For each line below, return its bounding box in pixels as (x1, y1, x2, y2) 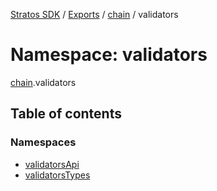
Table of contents (10, 105, 122, 123)
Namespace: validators (10, 44, 208, 66)
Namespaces (10, 135, 77, 149)
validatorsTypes (24, 169, 91, 181)
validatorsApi (24, 158, 80, 170)
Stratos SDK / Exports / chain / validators (10, 9, 179, 20)
